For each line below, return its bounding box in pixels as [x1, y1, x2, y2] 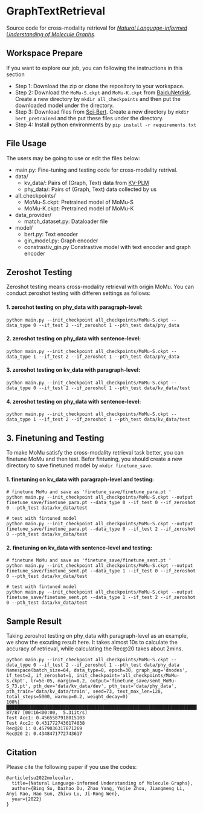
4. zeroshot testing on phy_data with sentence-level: [6, 398, 141, 405]
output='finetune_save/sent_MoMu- [89, 678, 177, 684]
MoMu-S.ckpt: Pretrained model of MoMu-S [24, 198, 134, 206]
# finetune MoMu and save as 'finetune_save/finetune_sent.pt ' [6, 557, 172, 563]
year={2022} [11, 796, 42, 802]
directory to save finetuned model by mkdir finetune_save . [6, 462, 153, 469]
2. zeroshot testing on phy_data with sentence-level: [6, 335, 141, 342]
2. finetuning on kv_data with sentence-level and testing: [6, 544, 153, 551]
